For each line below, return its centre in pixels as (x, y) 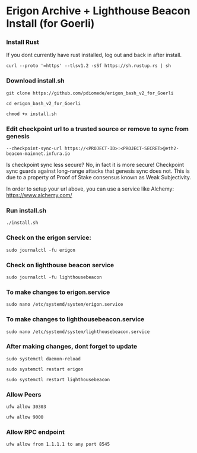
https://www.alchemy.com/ (39, 195)
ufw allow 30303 (26, 407)
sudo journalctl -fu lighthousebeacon (54, 277)
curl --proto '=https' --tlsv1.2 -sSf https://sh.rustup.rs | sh (88, 66)
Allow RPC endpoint (36, 432)
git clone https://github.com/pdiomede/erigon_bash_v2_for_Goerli (90, 93)
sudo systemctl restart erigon (45, 369)
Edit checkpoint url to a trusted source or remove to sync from (97, 129)
